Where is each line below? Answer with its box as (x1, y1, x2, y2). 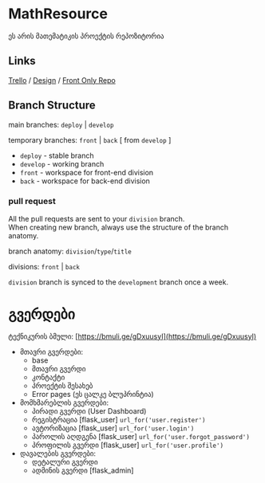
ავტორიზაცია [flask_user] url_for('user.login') (31, 423, 195, 433)
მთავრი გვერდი (31, 363, 86, 373)
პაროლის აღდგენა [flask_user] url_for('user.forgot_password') (31, 431, 250, 441)
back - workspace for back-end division (19, 176, 150, 186)
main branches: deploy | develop (8, 120, 114, 129)
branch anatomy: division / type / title (8, 246, 132, 256)
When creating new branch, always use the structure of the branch (8, 222, 229, 232)
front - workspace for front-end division (19, 167, 154, 177)
